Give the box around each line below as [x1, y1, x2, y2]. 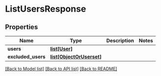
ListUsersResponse [5, 3, 87, 15]
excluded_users [7, 54, 46, 60]
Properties [5, 23, 38, 31]
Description [106, 38, 135, 44]
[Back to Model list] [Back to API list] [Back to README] [5, 66, 117, 72]
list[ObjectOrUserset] [50, 54, 102, 60]
